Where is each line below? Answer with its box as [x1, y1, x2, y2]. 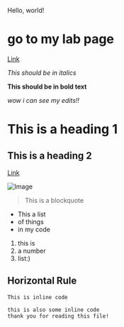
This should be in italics [7, 68, 77, 77]
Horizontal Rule [7, 275, 77, 287]
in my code [17, 225, 51, 233]
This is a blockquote [24, 196, 84, 204]
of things [17, 217, 44, 226]
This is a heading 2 [7, 149, 92, 161]
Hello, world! [7, 6, 45, 14]
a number [17, 246, 46, 255]
